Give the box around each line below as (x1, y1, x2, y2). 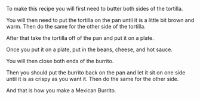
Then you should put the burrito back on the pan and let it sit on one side (6, 69, 186, 76)
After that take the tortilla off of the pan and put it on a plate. (6, 35, 154, 41)
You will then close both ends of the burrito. (6, 58, 114, 64)
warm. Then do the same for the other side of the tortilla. (6, 23, 146, 30)
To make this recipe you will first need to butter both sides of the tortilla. (6, 5, 183, 12)
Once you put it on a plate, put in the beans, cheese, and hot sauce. (6, 46, 173, 53)
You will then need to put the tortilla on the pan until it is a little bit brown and (6, 17, 195, 23)
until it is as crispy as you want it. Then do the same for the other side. (6, 76, 179, 82)
